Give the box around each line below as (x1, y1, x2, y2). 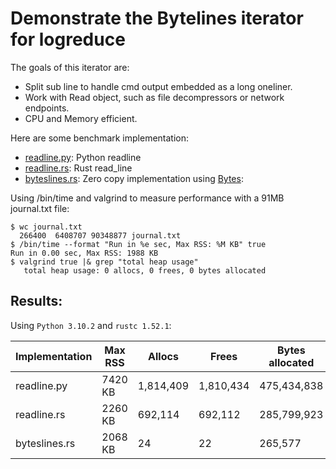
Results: (10, 293, 63, 310)
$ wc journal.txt (10, 222, 83, 232)
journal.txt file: (10, 202, 70, 214)
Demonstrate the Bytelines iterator (10, 7, 304, 30)
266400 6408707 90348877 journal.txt (19, 230, 182, 241)
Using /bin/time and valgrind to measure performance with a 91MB (10, 192, 285, 204)
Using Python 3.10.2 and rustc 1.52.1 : (10, 319, 172, 331)
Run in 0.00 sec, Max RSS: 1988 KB (10, 248, 159, 258)
